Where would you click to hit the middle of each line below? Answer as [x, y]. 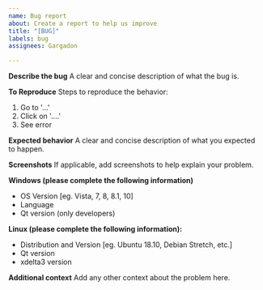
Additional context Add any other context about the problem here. [119, 278]
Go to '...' [35, 108]
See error [36, 125]
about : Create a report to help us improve [83, 23]
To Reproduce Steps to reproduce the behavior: [88, 92]
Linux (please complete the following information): [95, 229]
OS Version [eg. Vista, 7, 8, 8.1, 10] [76, 196]
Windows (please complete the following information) [101, 181]
